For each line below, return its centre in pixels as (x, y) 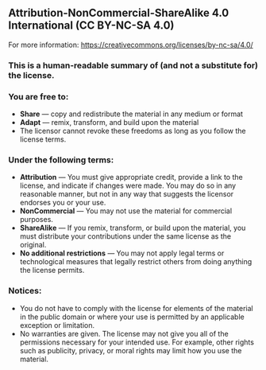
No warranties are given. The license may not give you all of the (124, 333)
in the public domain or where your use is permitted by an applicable (132, 317)
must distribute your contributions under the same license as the (125, 236)
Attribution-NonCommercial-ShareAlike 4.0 (119, 13)
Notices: (25, 291)
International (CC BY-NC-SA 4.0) (91, 26)
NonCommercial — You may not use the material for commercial (126, 211)
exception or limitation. (57, 325)
